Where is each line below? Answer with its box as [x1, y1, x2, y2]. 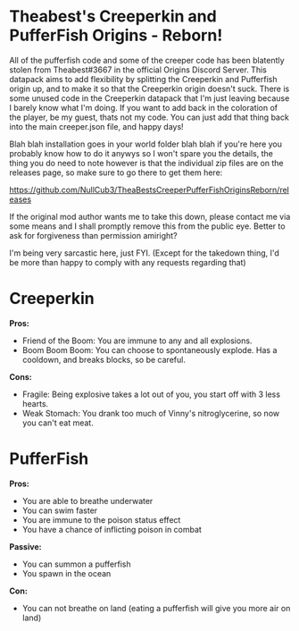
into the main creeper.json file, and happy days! [9, 121, 185, 131]
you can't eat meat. [21, 417, 94, 428]
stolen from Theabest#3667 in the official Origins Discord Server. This [9, 64, 268, 75]
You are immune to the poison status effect [21, 514, 181, 525]
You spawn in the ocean [21, 568, 112, 578]
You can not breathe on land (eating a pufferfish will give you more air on [21, 602, 291, 613]
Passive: [9, 541, 42, 551]
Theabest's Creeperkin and [9, 6, 217, 27]
